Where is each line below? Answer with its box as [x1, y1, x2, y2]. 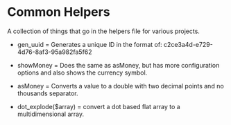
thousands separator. [17, 89, 78, 97]
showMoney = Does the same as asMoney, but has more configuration [17, 61, 220, 69]
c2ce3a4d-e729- [163, 40, 213, 48]
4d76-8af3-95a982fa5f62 [17, 48, 92, 56]
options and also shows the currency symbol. [17, 68, 148, 77]
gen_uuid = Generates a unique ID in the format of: [17, 40, 162, 48]
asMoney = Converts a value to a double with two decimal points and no [17, 81, 224, 90]
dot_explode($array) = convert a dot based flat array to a [17, 102, 180, 110]
